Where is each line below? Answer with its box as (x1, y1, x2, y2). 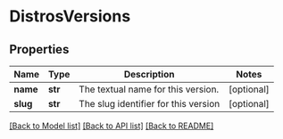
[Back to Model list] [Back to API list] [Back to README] (9, 120, 214, 131)
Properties (9, 42, 70, 57)
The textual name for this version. (79, 83, 220, 95)
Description (123, 69, 175, 80)
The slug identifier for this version (79, 98, 221, 110)
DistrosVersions (9, 6, 131, 27)
